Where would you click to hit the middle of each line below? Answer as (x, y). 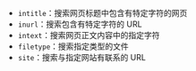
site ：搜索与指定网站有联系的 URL (81, 57)
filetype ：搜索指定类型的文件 (73, 46)
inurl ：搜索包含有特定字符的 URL (80, 24)
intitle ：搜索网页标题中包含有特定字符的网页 (102, 13)
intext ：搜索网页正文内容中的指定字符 (89, 35)
